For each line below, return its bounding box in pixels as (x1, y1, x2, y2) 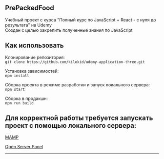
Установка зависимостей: (5, 68, 59, 74)
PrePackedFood (5, 4, 55, 12)
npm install (5, 73, 29, 78)
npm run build (5, 100, 34, 105)
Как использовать (5, 41, 64, 50)
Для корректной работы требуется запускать (5, 114, 153, 122)
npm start (5, 87, 25, 92)
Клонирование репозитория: (5, 54, 65, 60)
